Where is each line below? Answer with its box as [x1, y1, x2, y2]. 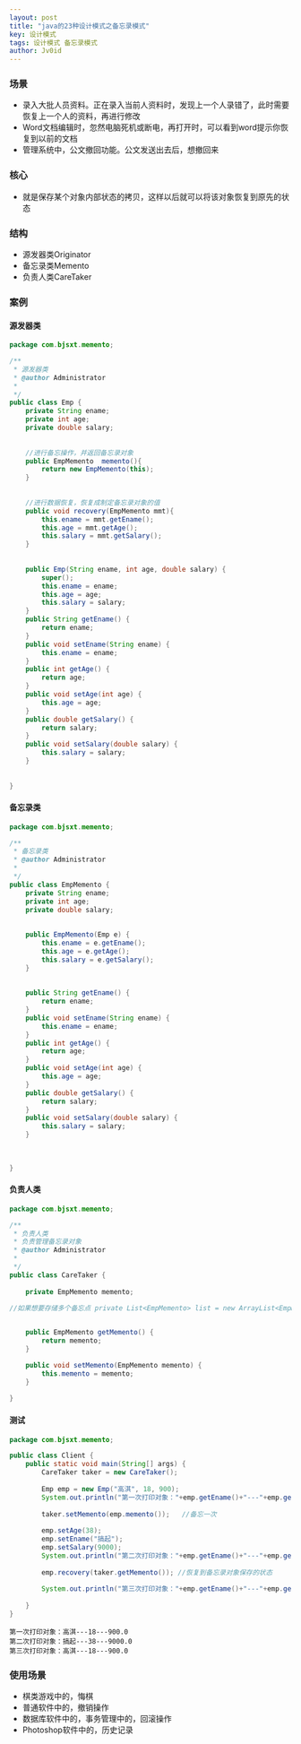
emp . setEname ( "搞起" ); [41, 1534, 124, 1544]
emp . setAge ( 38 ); [41, 1526, 102, 1535]
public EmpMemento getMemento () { [25, 1328, 154, 1337]
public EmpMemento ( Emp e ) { [25, 930, 130, 939]
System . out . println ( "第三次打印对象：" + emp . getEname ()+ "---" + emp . [41, 1584, 284, 1593]
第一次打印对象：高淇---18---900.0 [9, 1627, 128, 1636]
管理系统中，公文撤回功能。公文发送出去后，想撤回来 [21, 144, 219, 155]
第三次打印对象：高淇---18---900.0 [9, 1646, 128, 1655]
